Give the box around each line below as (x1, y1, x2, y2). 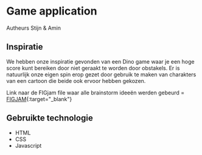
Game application (6, 4, 97, 18)
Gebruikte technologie (6, 113, 93, 124)
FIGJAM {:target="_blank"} (6, 95, 72, 102)
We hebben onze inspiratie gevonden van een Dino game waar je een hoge (6, 58, 195, 65)
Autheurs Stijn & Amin (6, 24, 61, 31)
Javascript (15, 142, 42, 149)
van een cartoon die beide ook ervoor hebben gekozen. (6, 77, 146, 84)
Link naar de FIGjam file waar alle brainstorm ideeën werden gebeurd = (6, 89, 185, 96)
